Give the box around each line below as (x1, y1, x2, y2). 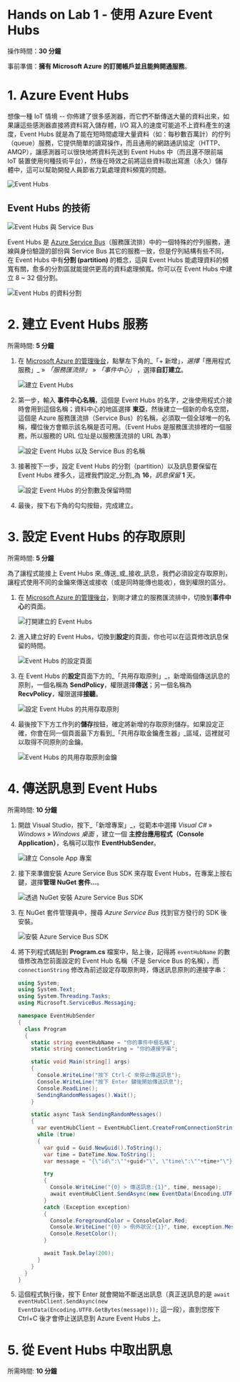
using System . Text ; (17, 986, 76, 993)
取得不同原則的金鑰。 (24, 737, 87, 746)
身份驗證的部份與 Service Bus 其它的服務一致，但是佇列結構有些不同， (19, 246, 228, 255)
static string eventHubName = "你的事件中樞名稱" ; (31, 1038, 176, 1046)
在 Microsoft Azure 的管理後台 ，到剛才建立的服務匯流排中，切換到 (17, 593, 213, 601)
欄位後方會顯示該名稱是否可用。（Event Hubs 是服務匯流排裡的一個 (30, 422, 226, 431)
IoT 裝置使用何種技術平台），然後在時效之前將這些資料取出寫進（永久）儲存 (7, 156, 229, 165)
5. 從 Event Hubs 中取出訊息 (7, 1342, 173, 1358)
